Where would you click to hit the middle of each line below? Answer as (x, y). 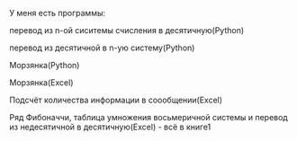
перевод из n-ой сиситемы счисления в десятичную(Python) (127, 30)
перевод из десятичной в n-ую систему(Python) (102, 48)
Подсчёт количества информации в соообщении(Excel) (116, 100)
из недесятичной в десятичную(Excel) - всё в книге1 (110, 127)
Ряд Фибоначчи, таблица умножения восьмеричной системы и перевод (148, 117)
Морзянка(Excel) (41, 83)
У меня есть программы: (58, 13)
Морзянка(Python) (45, 65)
